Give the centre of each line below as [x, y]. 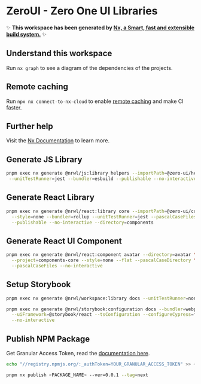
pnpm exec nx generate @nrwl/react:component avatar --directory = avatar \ [101, 255]
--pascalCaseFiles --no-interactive [57, 266]
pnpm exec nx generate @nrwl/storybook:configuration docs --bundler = [96, 309]
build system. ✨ [26, 34]
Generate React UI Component [64, 241]
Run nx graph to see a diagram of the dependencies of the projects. [89, 68]
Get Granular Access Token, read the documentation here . [78, 353]
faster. [14, 107]
